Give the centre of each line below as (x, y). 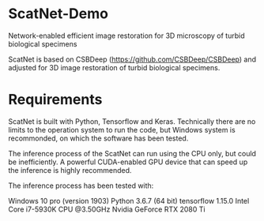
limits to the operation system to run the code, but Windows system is (122, 129)
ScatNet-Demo (58, 14)
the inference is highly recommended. (70, 170)
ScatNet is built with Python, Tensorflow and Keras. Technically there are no (132, 121)
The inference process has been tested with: (81, 185)
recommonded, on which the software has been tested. (98, 138)
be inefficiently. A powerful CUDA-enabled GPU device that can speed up (128, 162)
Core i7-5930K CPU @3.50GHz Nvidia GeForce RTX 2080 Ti (107, 209)
